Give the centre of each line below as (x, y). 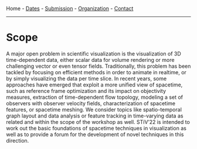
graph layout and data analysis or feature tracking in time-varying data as (95, 116)
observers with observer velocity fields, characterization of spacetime (91, 103)
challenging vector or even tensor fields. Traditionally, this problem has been (98, 66)
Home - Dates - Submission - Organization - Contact (70, 8)
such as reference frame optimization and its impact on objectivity (86, 91)
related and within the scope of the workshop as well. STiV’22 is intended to (98, 122)
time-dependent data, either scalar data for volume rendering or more (90, 60)
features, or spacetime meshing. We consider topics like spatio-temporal (94, 109)
